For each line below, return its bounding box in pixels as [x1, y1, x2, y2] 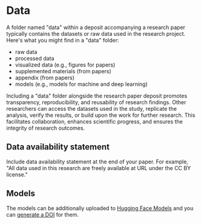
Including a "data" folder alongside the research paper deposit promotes [6, 92, 188, 99]
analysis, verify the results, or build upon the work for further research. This [6, 111, 196, 119]
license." [6, 171, 28, 178]
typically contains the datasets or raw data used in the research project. [6, 30, 186, 37]
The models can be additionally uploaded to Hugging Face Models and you [6, 204, 194, 212]
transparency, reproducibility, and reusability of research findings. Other [6, 98, 186, 106]
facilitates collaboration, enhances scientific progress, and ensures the [6, 117, 183, 125]
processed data [15, 54, 54, 62]
